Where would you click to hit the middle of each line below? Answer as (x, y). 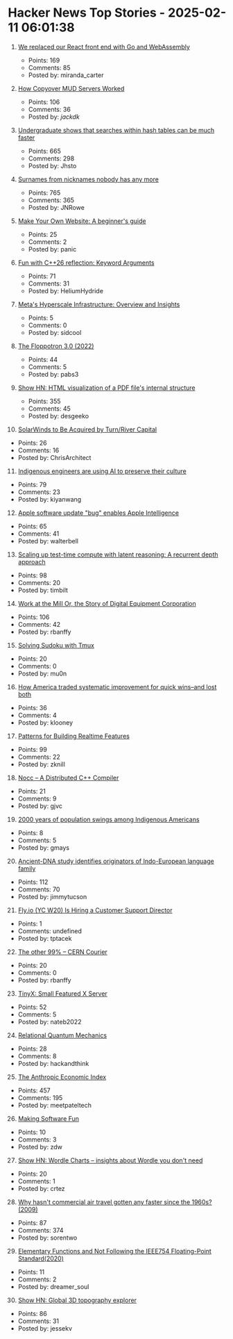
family (27, 868)
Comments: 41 (38, 534)
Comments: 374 (41, 1230)
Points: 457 (34, 1090)
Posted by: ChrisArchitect (54, 457)
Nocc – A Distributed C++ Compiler (68, 778)
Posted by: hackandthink (53, 1063)
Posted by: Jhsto (52, 165)
